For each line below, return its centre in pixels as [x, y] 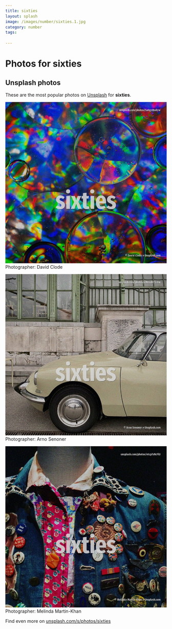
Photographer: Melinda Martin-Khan [44, 611]
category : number [24, 27]
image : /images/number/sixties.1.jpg [46, 21]
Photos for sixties [44, 64]
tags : [11, 32]
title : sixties [21, 11]
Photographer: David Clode [34, 267]
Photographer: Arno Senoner [36, 439]
